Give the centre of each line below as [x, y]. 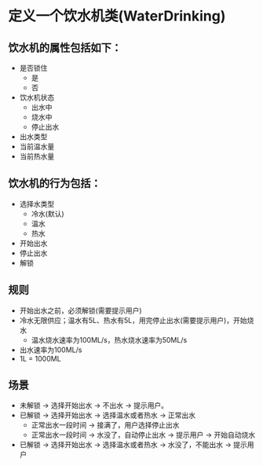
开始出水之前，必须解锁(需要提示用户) [81, 310]
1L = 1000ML [40, 358]
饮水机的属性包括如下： [65, 48]
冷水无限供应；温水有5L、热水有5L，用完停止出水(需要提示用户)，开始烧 [137, 320]
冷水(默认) [47, 214]
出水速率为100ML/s [51, 350]
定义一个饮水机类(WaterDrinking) [117, 16]
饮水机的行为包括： [55, 183]
